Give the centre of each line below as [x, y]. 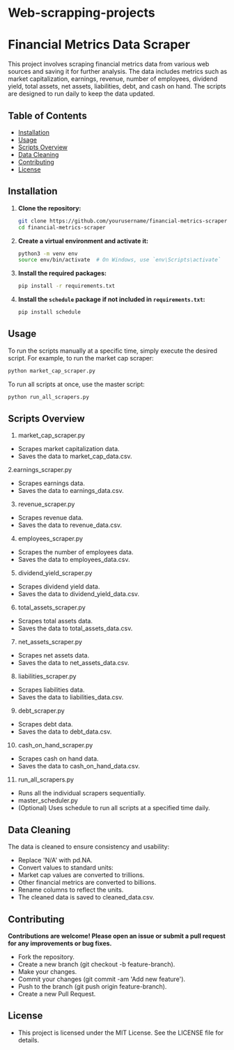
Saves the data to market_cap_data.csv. [75, 456]
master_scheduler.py [48, 800]
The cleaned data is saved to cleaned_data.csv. [86, 897]
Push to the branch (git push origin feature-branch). [92, 987]
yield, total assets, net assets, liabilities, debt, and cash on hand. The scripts [117, 86]
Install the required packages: [62, 273]
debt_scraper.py [41, 711]
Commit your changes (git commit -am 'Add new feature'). [102, 979]
